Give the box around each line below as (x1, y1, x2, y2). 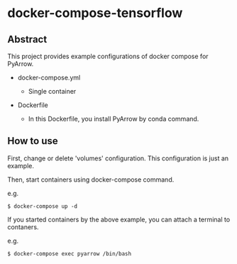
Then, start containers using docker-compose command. (7, 175, 175, 184)
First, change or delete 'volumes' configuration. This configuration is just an (7, 154, 229, 163)
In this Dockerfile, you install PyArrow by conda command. (28, 115, 199, 123)
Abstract (7, 33, 48, 45)
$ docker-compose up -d (7, 202, 78, 210)
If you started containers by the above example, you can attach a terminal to (7, 215, 231, 224)
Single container (28, 87, 77, 95)
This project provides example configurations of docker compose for (7, 52, 209, 60)
